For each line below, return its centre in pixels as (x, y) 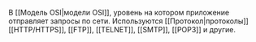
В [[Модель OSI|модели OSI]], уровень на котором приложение (119, 13)
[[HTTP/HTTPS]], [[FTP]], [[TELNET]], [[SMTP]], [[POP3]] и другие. (122, 29)
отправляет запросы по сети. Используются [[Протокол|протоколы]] (129, 21)
